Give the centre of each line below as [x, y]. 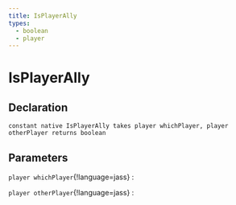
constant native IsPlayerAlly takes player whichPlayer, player [118, 126]
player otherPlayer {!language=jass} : [71, 193]
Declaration [38, 107]
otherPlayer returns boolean [57, 133]
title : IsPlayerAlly [43, 16]
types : [19, 23]
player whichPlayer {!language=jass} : [71, 177]
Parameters [38, 158]
